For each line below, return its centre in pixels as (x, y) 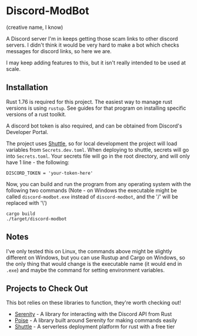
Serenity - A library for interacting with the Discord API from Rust (93, 314)
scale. (13, 68)
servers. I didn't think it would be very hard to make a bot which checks (93, 45)
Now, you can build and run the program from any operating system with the (98, 184)
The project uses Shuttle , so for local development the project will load (92, 143)
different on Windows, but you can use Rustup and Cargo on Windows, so (96, 257)
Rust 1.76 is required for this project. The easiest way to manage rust (89, 102)
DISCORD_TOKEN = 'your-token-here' (50, 173)
